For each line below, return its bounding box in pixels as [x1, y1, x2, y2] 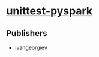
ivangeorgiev [14, 44, 48, 51]
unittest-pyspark [6, 4, 93, 18]
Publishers [6, 28, 47, 38]
